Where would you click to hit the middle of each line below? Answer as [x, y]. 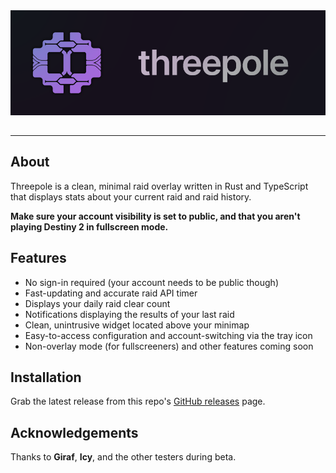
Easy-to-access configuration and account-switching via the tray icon [168, 335]
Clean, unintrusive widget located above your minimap [137, 325]
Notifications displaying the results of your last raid [129, 314]
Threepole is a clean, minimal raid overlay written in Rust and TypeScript [159, 186]
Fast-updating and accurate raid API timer [111, 293]
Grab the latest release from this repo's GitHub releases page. [138, 401]
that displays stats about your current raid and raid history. [131, 196]
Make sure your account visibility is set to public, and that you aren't [155, 216]
